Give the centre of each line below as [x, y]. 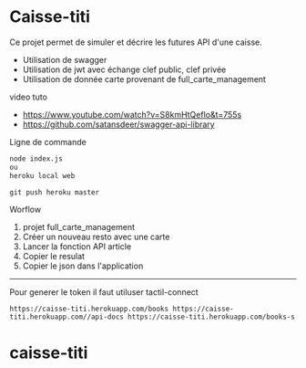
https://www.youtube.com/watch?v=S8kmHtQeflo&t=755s [132, 114]
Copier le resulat [53, 256]
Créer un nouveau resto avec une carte [96, 237]
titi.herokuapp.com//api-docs [67, 317]
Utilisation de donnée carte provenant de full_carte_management [144, 79]
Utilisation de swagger [65, 59]
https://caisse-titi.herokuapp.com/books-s [211, 317]
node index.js [36, 158]
